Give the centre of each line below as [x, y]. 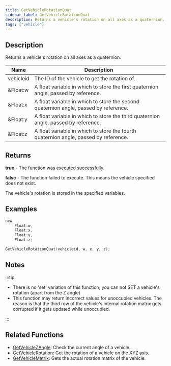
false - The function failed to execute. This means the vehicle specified [80, 177]
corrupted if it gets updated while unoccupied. [61, 309]
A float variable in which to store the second [87, 102]
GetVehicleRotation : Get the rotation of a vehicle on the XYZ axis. [81, 353]
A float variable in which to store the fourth [85, 131]
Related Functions [35, 335]
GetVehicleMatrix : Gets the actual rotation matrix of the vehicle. [79, 358]
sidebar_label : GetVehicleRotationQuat [48, 15]
